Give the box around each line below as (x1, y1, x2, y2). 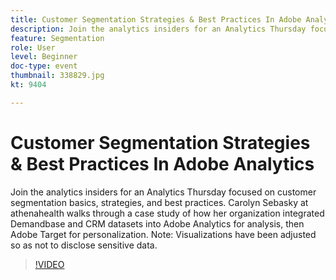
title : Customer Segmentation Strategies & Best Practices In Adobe (10, 14, 302, 25)
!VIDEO (34, 258, 65, 270)
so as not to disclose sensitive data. (10, 239, 158, 251)
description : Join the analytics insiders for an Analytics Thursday (10, 24, 307, 34)
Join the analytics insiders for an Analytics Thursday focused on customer (10, 186, 317, 198)
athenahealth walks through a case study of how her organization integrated (10, 207, 325, 219)
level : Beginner (10, 52, 78, 62)
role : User (10, 42, 56, 53)
